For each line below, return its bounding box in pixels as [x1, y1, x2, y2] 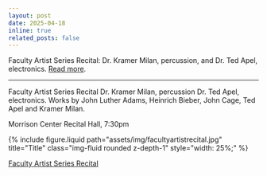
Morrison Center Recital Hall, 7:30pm [8, 119, 130, 129]
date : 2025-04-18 [8, 19, 66, 27]
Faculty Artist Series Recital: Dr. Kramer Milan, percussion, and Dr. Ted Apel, [8, 56, 258, 65]
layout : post [8, 11, 52, 20]
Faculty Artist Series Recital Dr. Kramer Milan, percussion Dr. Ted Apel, [8, 87, 240, 96]
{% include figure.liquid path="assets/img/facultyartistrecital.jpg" [8, 135, 222, 144]
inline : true [8, 26, 52, 34]
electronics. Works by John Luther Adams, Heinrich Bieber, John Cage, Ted [8, 96, 256, 105]
